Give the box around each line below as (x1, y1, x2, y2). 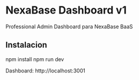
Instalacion (5, 40, 48, 50)
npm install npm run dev (5, 55, 64, 62)
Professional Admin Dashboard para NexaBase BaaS (5, 23, 133, 30)
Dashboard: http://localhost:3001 (5, 67, 86, 74)
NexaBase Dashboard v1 (5, 4, 127, 17)
